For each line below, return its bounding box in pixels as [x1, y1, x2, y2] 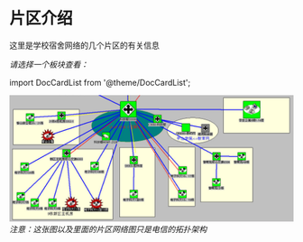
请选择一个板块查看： [9, 59, 88, 70]
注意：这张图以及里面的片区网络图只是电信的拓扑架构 [9, 224, 207, 235]
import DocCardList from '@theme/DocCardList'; [9, 77, 191, 88]
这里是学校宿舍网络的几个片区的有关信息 [9, 40, 160, 51]
